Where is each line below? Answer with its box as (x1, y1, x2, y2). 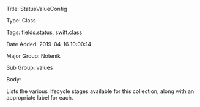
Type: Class (6, 17, 36, 24)
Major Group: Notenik (6, 52, 61, 60)
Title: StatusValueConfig (6, 5, 67, 12)
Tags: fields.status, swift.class (6, 29, 83, 36)
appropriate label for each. (6, 94, 73, 101)
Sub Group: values (6, 64, 53, 71)
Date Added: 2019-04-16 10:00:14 (6, 41, 92, 47)
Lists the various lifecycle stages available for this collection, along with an (6, 88, 194, 95)
